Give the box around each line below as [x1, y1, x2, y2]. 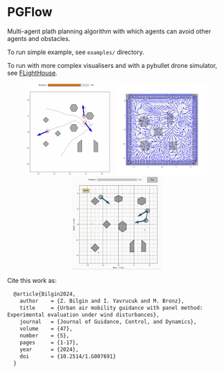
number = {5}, [19, 332, 70, 340]
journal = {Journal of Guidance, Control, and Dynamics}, [19, 318, 197, 326]
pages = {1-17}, [19, 339, 79, 347]
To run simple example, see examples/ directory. [7, 48, 144, 56]
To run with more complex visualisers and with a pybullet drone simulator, [7, 61, 218, 69]
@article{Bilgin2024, [13, 290, 76, 298]
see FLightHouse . [7, 69, 58, 77]
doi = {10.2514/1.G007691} [19, 353, 117, 361]
